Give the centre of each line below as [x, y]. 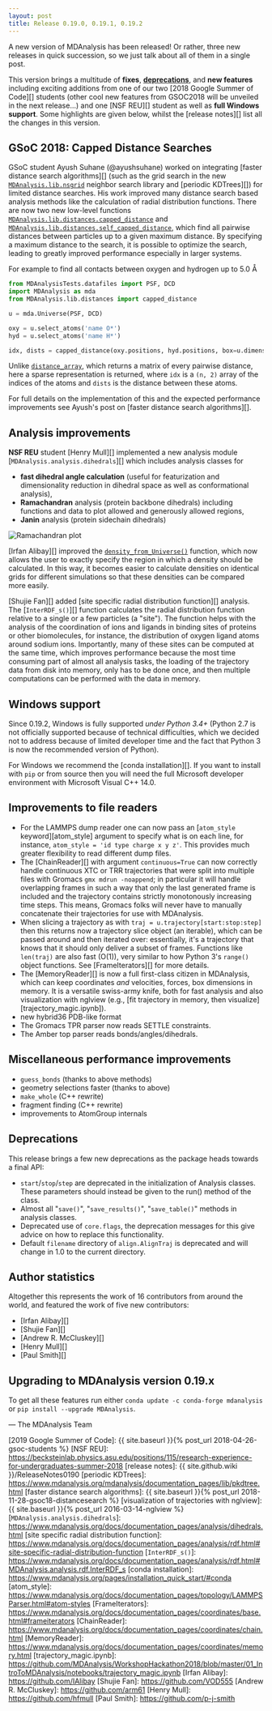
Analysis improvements [70, 433]
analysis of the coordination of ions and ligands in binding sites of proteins [132, 627]
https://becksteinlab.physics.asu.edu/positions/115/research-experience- [130, 1457]
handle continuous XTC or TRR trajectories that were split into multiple [137, 870]
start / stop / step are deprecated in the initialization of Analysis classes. [138, 1183]
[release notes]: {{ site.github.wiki [181, 1466]
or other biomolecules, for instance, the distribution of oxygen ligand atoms [134, 636]
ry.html [20, 1656]
